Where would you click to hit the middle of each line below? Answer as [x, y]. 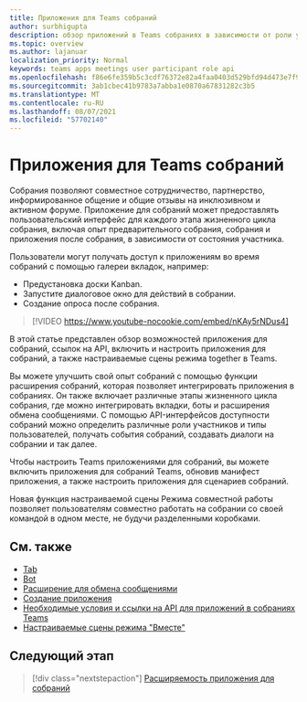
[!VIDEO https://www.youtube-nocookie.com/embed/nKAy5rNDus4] [160, 322]
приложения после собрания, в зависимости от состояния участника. [147, 239]
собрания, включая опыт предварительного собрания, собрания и [140, 229]
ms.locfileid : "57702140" [58, 120]
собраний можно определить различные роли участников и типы [138, 425]
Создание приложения [67, 598]
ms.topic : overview [47, 43]
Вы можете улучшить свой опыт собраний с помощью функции [134, 377]
